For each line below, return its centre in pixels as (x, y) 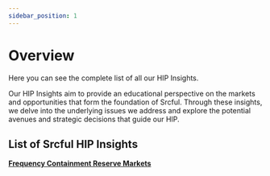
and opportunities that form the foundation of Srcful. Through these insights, (135, 102)
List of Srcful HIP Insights (73, 144)
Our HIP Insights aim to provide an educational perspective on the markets (132, 93)
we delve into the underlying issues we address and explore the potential (130, 110)
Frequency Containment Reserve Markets (80, 164)
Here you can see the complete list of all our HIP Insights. (104, 78)
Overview (42, 55)
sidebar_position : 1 (43, 16)
